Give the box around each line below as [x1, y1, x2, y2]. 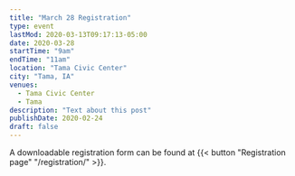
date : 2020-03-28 [9, 38, 75, 48]
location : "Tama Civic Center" [9, 64, 128, 73]
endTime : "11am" [9, 55, 71, 64]
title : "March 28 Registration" [9, 13, 131, 23]
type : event [9, 22, 54, 31]
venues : [9, 80, 39, 89]
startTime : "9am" [9, 47, 75, 56]
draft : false [9, 123, 59, 132]
